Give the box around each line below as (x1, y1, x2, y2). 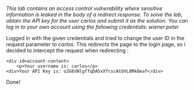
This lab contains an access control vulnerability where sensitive (6, 5, 162, 12)
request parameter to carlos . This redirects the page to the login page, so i (6, 41, 186, 48)
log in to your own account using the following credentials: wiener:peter (6, 23, 179, 30)
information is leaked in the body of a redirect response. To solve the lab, (6, 11, 183, 18)
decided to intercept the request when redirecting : (6, 47, 129, 54)
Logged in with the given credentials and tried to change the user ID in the (6, 35, 185, 41)
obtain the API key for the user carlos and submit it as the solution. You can (6, 17, 188, 24)
